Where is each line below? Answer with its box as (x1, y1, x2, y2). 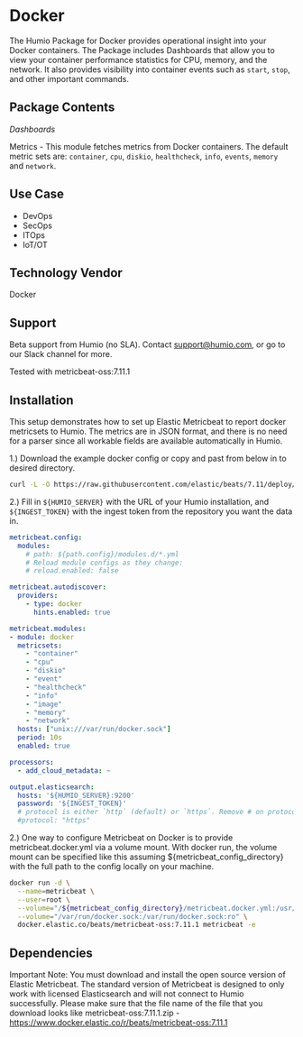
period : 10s (17, 733, 63, 742)
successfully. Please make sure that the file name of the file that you (9, 998, 263, 1009)
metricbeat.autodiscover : (9, 583, 106, 592)
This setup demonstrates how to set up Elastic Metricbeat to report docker (9, 417, 287, 427)
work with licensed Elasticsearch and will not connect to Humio (9, 988, 244, 999)
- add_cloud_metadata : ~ (17, 766, 111, 775)
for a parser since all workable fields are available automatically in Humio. (9, 436, 283, 446)
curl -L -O (9, 480, 50, 489)
